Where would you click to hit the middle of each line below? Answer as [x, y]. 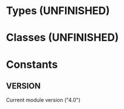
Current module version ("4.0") [43, 100]
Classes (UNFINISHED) [62, 38]
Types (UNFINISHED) [58, 11]
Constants [32, 64]
